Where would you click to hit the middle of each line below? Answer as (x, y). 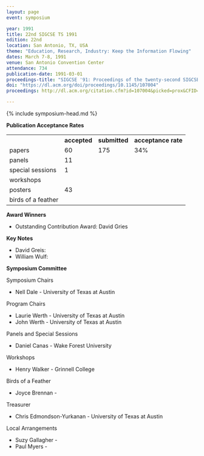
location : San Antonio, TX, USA (47, 46)
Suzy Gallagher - (36, 440)
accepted (79, 140)
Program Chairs (26, 304)
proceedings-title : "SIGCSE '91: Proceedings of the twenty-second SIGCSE (103, 80)
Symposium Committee (37, 268)
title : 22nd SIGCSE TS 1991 (42, 34)
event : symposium (28, 18)
